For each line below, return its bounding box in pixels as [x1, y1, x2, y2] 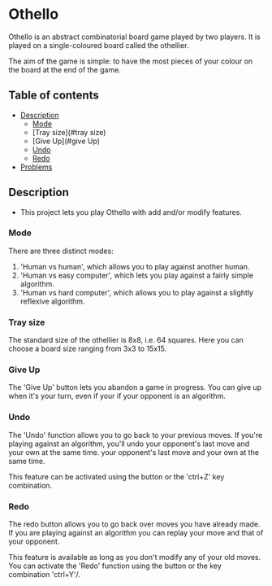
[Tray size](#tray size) [32, 127, 106, 137]
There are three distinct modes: [8, 246, 114, 256]
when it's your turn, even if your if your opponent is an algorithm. [8, 391, 226, 401]
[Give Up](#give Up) [32, 136, 100, 146]
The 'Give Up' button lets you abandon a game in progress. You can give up [8, 383, 262, 392]
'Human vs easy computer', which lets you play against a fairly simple [19, 270, 254, 280]
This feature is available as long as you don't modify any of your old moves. [8, 553, 261, 562]
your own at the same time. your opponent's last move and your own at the [8, 447, 260, 457]
